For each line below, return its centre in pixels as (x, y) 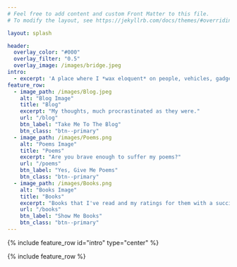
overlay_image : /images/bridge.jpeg (67, 66)
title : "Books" (42, 197)
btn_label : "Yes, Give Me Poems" (69, 170)
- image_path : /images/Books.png (63, 183)
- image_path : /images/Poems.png (63, 137)
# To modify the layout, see (50, 20)
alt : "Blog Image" (47, 98)
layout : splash (30, 33)
